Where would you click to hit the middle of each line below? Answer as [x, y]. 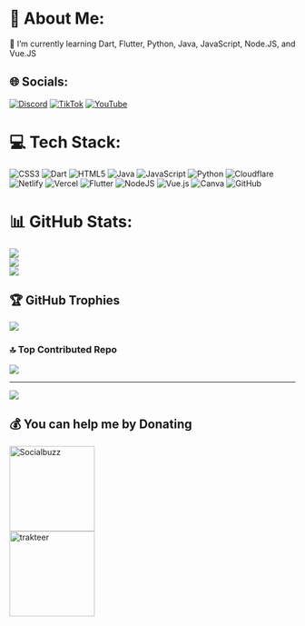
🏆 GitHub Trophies [65, 300]
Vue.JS [23, 53]
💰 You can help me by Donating [101, 425]
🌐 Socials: [39, 82]
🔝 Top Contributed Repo [64, 350]
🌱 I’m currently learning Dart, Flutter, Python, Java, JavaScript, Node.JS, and [152, 44]
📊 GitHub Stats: [71, 221]
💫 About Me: [57, 19]
